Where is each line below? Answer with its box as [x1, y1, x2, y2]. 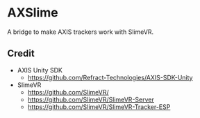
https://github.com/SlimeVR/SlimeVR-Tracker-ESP [27, 102, 171, 111]
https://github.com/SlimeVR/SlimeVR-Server [27, 95, 154, 104]
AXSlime [7, 5, 58, 21]
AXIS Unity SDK [17, 66, 62, 74]
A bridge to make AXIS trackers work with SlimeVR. [7, 28, 154, 36]
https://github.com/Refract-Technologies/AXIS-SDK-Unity [27, 73, 193, 81]
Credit [7, 48, 35, 59]
